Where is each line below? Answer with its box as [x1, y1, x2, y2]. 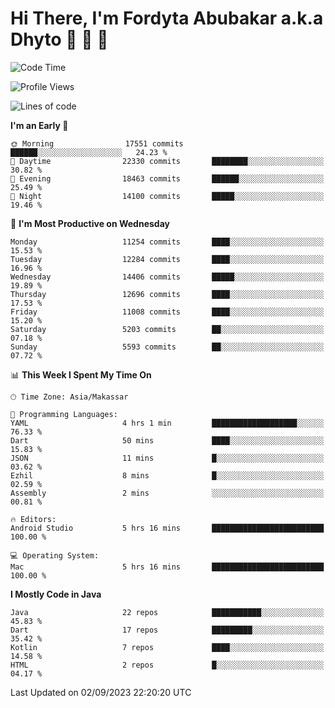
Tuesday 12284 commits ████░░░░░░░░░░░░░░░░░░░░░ [10, 254, 325, 264]
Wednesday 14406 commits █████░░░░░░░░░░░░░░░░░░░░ [10, 272, 325, 282]
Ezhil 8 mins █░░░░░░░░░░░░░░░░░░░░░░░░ [10, 470, 325, 481]
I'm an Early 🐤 [10, 119, 69, 131]
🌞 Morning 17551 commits [10, 138, 184, 149]
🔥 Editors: [10, 514, 57, 524]
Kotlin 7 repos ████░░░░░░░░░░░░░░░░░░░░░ [10, 642, 325, 652]
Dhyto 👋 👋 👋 [10, 28, 109, 51]
